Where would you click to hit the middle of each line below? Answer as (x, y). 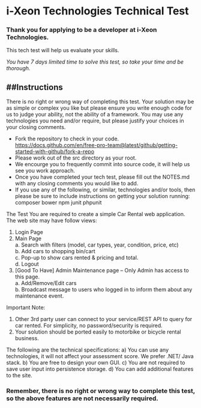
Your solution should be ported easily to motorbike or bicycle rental (98, 332)
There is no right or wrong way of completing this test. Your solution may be (100, 102)
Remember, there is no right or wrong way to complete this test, (101, 391)
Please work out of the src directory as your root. (76, 158)
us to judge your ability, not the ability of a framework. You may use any (95, 115)
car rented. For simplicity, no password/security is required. (89, 326)
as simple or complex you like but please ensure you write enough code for (99, 108)
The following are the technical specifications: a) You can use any (88, 350)
